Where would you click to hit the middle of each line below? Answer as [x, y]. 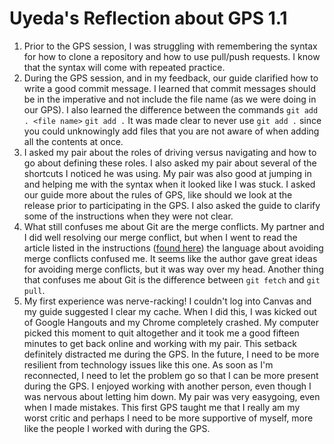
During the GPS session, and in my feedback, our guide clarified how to [171, 78]
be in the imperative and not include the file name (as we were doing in [170, 99]
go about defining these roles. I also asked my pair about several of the [170, 163]
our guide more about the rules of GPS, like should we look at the [158, 194]
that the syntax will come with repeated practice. [124, 67]
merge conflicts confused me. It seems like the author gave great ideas [170, 258]
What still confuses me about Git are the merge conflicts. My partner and [174, 226]
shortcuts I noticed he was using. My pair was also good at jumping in [167, 173]
